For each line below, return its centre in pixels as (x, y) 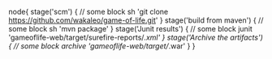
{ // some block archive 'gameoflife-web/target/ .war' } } (102, 46)
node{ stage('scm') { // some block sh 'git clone (89, 12)
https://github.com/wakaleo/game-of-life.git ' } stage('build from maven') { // (136, 20)
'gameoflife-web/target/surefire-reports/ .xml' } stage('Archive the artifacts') (136, 37)
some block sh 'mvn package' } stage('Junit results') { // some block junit (131, 29)
